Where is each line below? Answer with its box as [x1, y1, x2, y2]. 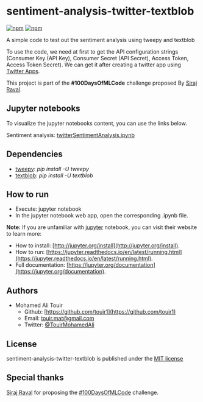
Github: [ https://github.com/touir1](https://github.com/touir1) [24, 308, 176, 316]
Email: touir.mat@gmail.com [24, 315, 94, 322]
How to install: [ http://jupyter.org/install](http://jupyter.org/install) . [15, 242, 180, 249]
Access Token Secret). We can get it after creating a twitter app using [6, 61, 182, 68]
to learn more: [6, 230, 41, 238]
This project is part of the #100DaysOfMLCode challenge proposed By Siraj [6, 79, 198, 86]
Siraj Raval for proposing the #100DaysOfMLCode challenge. [6, 389, 159, 396]
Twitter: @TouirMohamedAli [24, 321, 94, 328]
